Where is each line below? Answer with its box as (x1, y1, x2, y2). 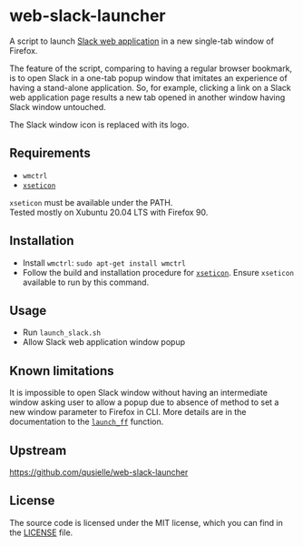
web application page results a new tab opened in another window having (9, 92, 286, 103)
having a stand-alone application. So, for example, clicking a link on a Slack (9, 82, 292, 93)
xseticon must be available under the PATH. (9, 197, 173, 207)
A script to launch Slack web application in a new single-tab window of (9, 35, 275, 46)
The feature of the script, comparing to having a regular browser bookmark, (9, 63, 293, 74)
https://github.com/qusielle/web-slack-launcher (9, 467, 189, 478)
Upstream (9, 442, 67, 458)
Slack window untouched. (9, 101, 106, 112)
